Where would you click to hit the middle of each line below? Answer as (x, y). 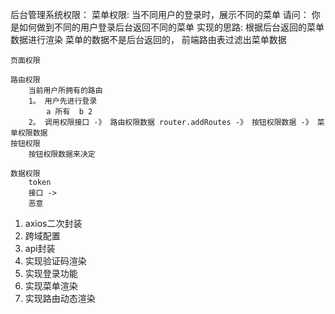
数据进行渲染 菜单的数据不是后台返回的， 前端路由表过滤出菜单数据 (148, 39)
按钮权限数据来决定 (62, 154)
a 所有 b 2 (69, 112)
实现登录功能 (51, 273)
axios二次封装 (53, 223)
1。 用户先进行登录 (63, 101)
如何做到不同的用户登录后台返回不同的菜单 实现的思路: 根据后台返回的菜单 (171, 27)
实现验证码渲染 (55, 261)
